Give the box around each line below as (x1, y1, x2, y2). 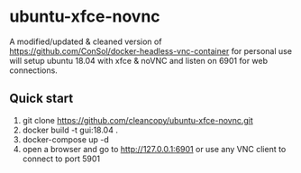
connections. (9, 65, 59, 76)
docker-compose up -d (22, 133, 110, 145)
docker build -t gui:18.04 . (22, 124, 119, 135)
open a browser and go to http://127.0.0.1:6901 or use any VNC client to (22, 143, 287, 154)
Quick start (9, 91, 74, 106)
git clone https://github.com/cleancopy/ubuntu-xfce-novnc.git (22, 114, 254, 125)
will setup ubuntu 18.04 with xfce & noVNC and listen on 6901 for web (9, 55, 269, 66)
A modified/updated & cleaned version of (9, 36, 162, 47)
